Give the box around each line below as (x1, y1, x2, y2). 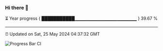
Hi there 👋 (5, 4, 29, 11)
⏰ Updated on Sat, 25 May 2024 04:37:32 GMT (5, 31, 100, 37)
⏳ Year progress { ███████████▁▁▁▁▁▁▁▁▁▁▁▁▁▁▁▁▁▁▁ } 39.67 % (5, 15, 158, 21)
